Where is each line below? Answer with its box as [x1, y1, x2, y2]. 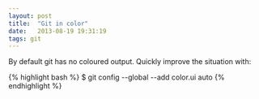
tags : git [8, 34, 42, 43]
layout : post [8, 11, 53, 20]
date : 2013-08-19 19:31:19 [8, 27, 107, 35]
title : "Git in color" [8, 19, 89, 28]
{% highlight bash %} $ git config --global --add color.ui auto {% [8, 72, 225, 82]
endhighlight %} [8, 81, 62, 91]
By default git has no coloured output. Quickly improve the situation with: [8, 57, 252, 67]
